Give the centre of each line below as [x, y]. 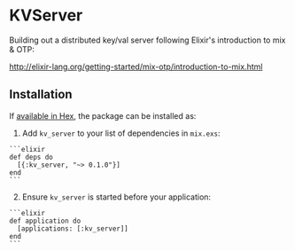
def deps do [31, 157]
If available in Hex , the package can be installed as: [103, 115]
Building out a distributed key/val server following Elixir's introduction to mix [147, 40]
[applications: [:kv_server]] [73, 228]
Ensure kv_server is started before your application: [116, 197]
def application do [45, 221]
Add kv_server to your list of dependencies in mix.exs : [121, 133]
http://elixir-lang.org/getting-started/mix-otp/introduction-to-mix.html [136, 67]
